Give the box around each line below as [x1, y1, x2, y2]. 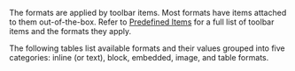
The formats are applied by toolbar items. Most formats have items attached [9, 8, 287, 18]
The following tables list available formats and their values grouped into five [9, 43, 285, 53]
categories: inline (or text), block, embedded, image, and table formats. [9, 53, 269, 62]
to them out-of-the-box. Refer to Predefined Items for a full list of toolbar [9, 17, 275, 27]
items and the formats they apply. [9, 26, 132, 36]
